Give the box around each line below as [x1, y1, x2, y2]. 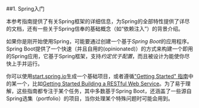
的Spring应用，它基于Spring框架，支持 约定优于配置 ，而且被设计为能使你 [6, 53, 185, 59]
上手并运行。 [11, 60, 43, 67]
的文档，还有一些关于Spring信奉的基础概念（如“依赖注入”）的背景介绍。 [6, 26, 184, 32]
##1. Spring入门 [6, 5, 45, 12]
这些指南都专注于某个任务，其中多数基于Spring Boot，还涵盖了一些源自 [16, 88, 192, 94]
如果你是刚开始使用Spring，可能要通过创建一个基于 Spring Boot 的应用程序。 [6, 38, 192, 45]
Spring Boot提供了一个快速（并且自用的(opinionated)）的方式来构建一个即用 [6, 45, 194, 52]
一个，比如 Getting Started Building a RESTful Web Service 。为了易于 [16, 80, 186, 87]
